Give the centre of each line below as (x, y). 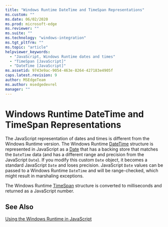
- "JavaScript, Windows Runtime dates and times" (62, 56)
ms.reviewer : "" (22, 29)
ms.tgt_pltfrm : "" (24, 43)
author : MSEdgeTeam (26, 80)
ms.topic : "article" (27, 47)
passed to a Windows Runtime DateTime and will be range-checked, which (82, 171)
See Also (19, 207)
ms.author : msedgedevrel (31, 84)
